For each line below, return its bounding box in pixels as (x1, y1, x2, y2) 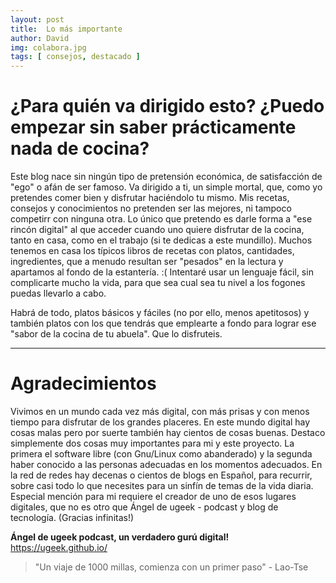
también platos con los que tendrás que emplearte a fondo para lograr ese (10, 317, 317, 330)
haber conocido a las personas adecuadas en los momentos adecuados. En (10, 459, 323, 470)
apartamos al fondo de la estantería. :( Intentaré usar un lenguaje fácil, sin (10, 266, 314, 278)
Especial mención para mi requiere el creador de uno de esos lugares (10, 491, 297, 502)
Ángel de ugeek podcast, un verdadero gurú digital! (10, 531, 230, 543)
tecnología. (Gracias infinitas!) (10, 512, 135, 523)
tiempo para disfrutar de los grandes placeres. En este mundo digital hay (10, 416, 311, 428)
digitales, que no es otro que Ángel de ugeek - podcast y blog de (10, 501, 279, 513)
